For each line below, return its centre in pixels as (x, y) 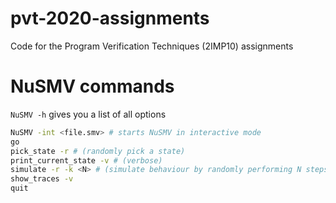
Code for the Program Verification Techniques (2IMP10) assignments (152, 46)
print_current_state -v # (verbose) (86, 160)
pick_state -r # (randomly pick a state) (98, 151)
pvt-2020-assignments (110, 18)
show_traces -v (42, 179)
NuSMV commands (92, 86)
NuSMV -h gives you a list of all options (88, 114)
